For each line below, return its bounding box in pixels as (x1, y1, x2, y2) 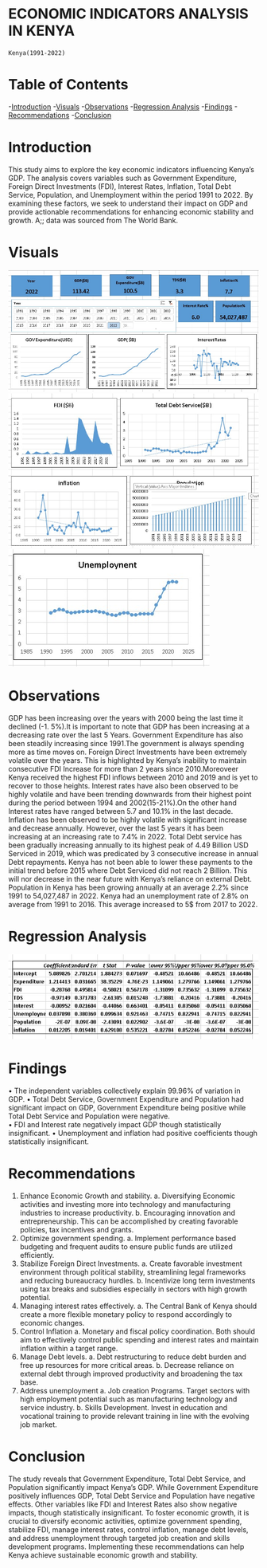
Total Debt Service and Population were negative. (8, 1111, 171, 1121)
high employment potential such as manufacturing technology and (19, 1394, 238, 1404)
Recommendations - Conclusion (8, 110, 112, 120)
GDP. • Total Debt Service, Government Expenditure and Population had (8, 1094, 244, 1104)
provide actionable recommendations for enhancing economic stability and (8, 206, 254, 216)
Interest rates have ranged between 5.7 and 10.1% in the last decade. (8, 806, 234, 815)
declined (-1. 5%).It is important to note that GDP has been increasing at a (8, 721, 250, 731)
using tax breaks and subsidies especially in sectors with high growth (19, 1284, 248, 1294)
